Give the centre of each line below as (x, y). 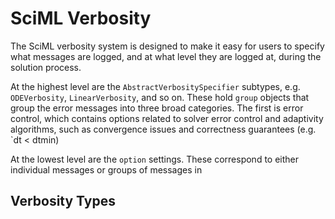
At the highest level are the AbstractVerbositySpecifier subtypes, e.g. (155, 86)
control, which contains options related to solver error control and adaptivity (167, 118)
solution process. (46, 67)
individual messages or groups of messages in (106, 169)
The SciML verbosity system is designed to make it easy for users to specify (167, 46)
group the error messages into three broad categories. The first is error (157, 108)
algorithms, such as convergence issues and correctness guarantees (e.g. (163, 129)
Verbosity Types (63, 201)
